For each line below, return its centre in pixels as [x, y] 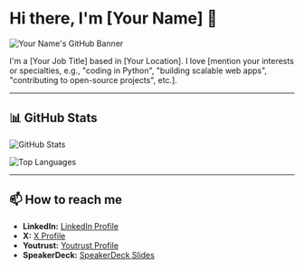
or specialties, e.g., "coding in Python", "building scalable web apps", [138, 70]
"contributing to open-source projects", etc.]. [94, 79]
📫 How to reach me [66, 200]
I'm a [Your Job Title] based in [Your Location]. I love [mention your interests [152, 60]
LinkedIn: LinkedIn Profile [71, 226]
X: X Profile [44, 236]
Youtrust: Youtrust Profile [71, 245]
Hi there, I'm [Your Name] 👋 [114, 19]
